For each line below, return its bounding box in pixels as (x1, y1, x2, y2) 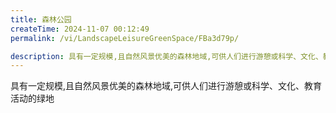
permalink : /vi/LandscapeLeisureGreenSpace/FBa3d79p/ (10, 33, 240, 43)
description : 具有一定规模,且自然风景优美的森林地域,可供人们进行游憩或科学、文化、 (10, 51, 323, 61)
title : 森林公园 (10, 14, 72, 25)
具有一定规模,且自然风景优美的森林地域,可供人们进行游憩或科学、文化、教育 (10, 80, 323, 92)
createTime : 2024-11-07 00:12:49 (10, 24, 150, 34)
